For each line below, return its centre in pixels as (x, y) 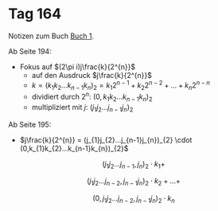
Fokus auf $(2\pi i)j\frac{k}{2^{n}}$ (78, 66)
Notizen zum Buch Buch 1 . (51, 36)
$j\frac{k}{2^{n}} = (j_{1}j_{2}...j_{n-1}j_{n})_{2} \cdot (106, 139)
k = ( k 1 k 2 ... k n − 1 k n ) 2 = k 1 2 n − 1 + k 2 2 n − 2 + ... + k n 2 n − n (121, 85)
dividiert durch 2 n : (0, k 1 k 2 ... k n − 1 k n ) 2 (92, 97)
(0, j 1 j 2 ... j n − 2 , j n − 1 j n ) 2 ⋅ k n (134, 199)
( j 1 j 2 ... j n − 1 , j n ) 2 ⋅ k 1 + (134, 164)
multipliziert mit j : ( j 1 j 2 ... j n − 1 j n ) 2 (82, 108)
